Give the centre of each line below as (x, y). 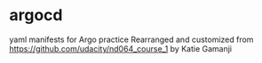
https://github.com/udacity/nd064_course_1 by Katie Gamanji (121, 48)
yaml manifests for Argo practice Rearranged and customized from (131, 39)
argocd (36, 15)
